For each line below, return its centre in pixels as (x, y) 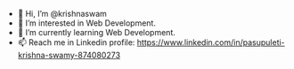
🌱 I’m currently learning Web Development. (96, 32)
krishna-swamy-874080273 (69, 55)
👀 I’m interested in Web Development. (86, 23)
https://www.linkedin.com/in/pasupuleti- (211, 42)
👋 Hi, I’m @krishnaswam (62, 14)
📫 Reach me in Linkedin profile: (76, 42)
